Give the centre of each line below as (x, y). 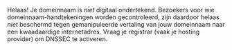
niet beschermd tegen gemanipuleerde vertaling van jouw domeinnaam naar (116, 24)
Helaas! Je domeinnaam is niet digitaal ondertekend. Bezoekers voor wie (111, 10)
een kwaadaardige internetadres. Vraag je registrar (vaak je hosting (103, 32)
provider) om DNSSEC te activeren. (57, 39)
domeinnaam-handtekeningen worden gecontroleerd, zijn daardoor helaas (113, 17)
